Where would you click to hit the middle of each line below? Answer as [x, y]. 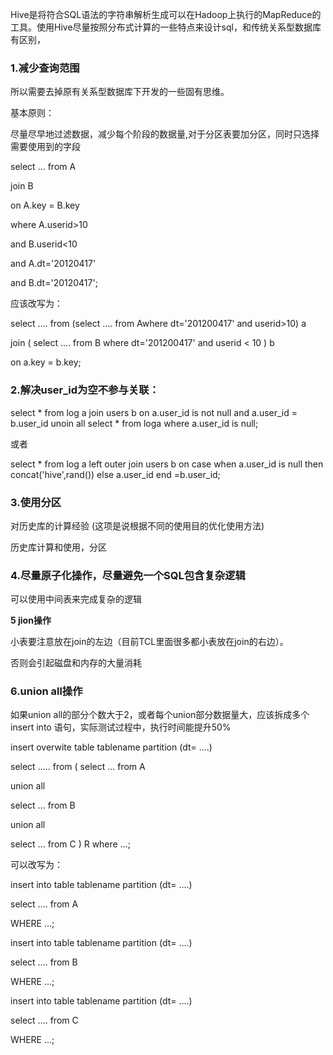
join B [22, 186]
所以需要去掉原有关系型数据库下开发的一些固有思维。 [120, 92]
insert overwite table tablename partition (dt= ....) [111, 747]
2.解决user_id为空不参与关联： [85, 390]
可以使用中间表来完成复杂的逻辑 [76, 599]
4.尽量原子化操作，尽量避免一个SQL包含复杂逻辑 [128, 575]
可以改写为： [36, 865]
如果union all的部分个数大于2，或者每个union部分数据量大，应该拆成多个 [160, 715]
